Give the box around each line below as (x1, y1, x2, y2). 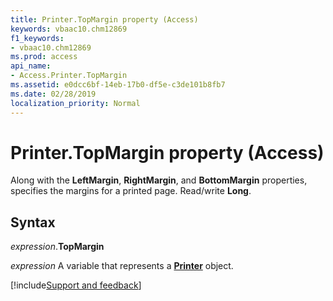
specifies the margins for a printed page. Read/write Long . (10, 185, 252, 197)
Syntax (10, 214, 56, 231)
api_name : (10, 61, 52, 71)
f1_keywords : (10, 33, 65, 43)
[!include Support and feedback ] (10, 279, 142, 291)
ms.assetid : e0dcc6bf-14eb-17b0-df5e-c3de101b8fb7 (10, 80, 226, 90)
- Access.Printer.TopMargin (10, 71, 128, 81)
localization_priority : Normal (10, 98, 141, 108)
